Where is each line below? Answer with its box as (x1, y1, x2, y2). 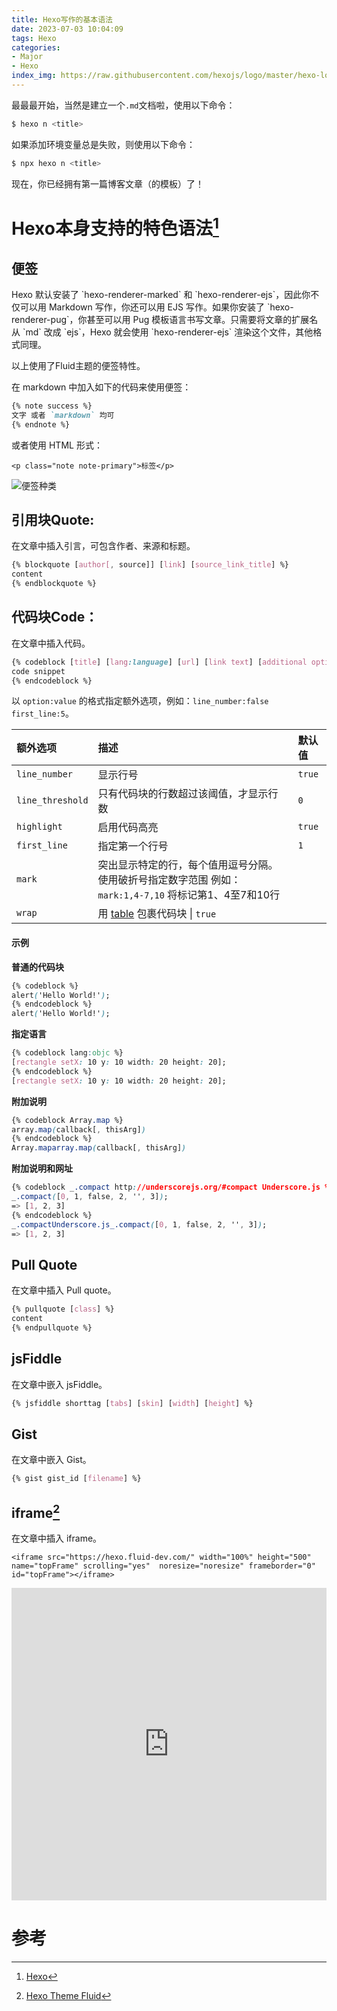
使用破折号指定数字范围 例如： (97, 873, 241, 887)
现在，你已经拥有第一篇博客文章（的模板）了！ (11, 177, 204, 190)
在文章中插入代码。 (11, 637, 91, 649)
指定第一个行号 (97, 839, 169, 853)
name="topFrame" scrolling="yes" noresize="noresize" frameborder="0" (11, 1561, 316, 1571)
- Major (11, 52, 44, 62)
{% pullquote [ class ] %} (11, 1304, 115, 1315)
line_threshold (16, 795, 89, 806)
